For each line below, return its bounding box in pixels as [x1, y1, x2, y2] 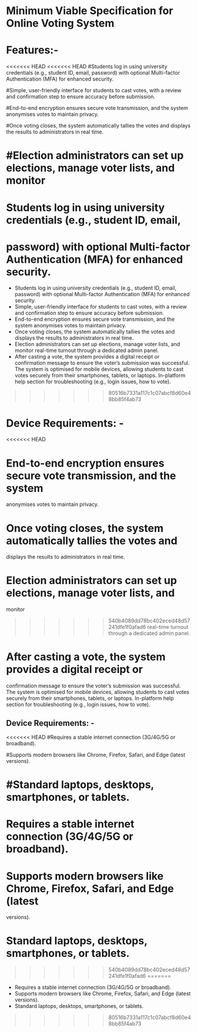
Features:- [6, 43, 59, 57]
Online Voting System [6, 16, 115, 30]
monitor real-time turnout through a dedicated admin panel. [14, 347, 159, 354]
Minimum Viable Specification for [6, 4, 173, 18]
